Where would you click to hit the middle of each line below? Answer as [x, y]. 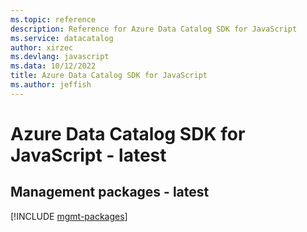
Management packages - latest [110, 192]
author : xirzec [42, 47]
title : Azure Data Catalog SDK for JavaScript [109, 76]
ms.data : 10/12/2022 [53, 66]
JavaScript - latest [88, 155]
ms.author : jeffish [51, 85]
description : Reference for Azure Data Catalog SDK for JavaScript [154, 29]
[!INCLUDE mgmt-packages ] [69, 216]
